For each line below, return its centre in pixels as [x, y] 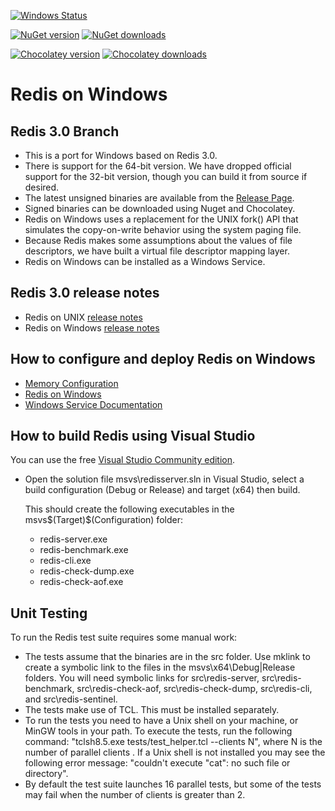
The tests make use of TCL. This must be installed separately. [152, 710]
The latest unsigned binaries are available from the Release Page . [159, 198]
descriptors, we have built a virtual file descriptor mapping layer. [157, 251]
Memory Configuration [71, 383]
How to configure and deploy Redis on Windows [163, 359]
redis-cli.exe [65, 561]
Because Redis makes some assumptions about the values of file [158, 240]
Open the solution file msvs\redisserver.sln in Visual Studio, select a [164, 479]
